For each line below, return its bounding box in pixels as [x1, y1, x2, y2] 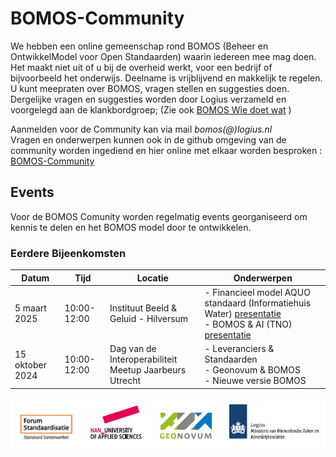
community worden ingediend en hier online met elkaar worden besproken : [10, 144, 323, 156]
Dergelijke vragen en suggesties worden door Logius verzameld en [10, 93, 287, 105]
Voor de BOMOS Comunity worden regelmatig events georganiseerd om [10, 210, 308, 222]
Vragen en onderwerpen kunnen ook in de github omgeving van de [10, 133, 287, 146]
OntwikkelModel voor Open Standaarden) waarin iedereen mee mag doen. [10, 50, 317, 62]
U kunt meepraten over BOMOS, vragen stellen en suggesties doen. [10, 82, 290, 94]
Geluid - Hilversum [109, 313, 189, 325]
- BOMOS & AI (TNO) [204, 318, 293, 330]
